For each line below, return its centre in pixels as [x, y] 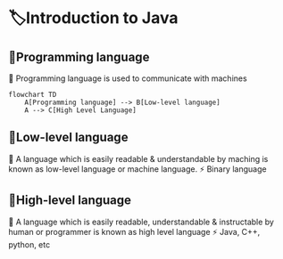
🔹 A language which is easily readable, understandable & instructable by [141, 222]
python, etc [29, 244]
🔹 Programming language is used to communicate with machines [128, 78]
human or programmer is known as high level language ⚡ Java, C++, [134, 231]
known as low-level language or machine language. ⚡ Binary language [137, 169]
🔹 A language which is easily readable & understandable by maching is [138, 158]
